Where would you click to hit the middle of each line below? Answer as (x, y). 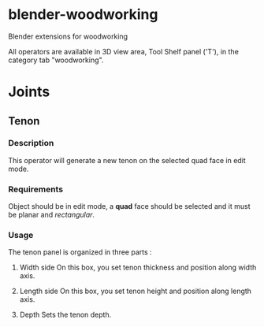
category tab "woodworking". (56, 60)
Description (31, 143)
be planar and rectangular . (52, 215)
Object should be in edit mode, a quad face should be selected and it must (129, 206)
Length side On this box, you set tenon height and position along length (136, 291)
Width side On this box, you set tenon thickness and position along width (138, 268)
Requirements (36, 189)
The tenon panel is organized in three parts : (80, 252)
